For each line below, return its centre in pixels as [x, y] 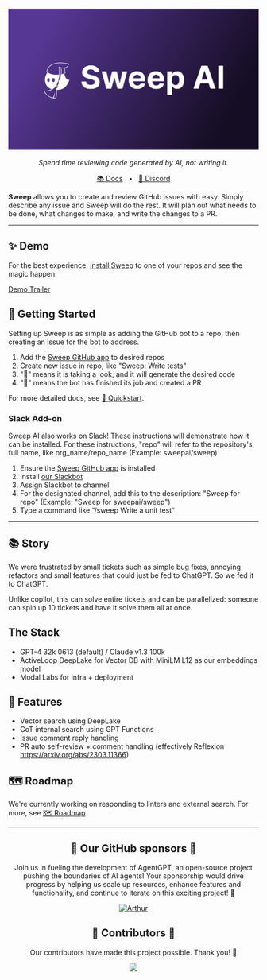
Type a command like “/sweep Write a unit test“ [97, 510]
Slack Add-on [35, 418]
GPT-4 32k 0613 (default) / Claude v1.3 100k [92, 652]
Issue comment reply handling [69, 738]
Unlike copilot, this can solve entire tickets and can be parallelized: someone [133, 599]
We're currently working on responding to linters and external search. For [128, 804]
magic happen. [33, 273]
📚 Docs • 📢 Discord [133, 178]
